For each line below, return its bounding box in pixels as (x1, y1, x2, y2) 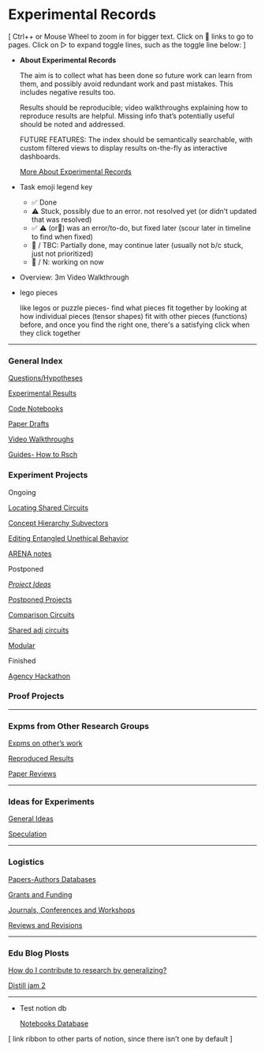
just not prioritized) (31, 249, 94, 258)
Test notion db (19, 1004, 67, 1013)
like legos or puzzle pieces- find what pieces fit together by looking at (19, 302, 247, 313)
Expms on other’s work (8, 738, 83, 748)
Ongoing (8, 487, 37, 497)
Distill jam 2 (8, 981, 46, 990)
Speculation (8, 829, 47, 839)
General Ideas (8, 814, 54, 824)
